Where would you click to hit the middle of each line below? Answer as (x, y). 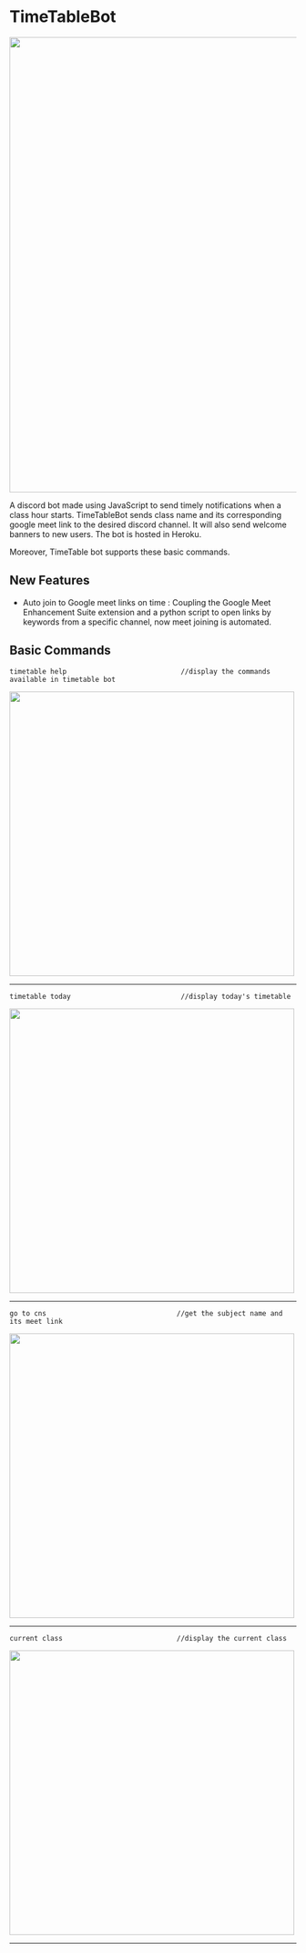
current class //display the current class (148, 1638)
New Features (50, 580)
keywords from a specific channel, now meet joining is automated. (147, 622)
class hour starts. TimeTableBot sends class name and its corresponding (146, 514)
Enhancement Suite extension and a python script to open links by (147, 612)
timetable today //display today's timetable (150, 996)
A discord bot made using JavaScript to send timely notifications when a (146, 505)
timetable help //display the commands (140, 671)
